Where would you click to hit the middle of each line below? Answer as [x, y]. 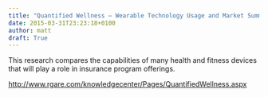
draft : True [28, 38]
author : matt [30, 30]
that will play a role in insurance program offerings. [92, 69]
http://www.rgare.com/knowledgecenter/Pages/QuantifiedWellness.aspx [128, 84]
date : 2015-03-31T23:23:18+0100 [62, 23]
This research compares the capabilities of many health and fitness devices [133, 60]
